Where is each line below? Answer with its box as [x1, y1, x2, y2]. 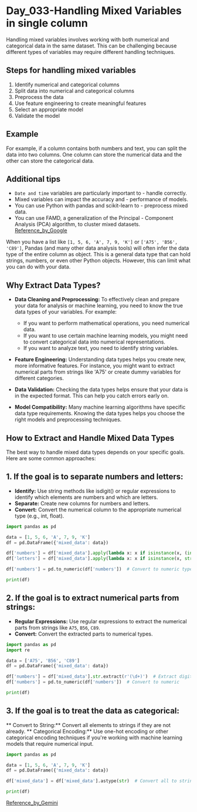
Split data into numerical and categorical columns [14, 87, 135, 94]
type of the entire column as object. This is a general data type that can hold [6, 251, 191, 258]
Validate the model [14, 112, 60, 119]
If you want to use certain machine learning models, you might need [23, 332, 188, 339]
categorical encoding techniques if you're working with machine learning [6, 734, 183, 741]
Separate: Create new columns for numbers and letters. [14, 500, 151, 507]
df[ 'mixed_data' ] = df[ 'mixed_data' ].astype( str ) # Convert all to [6, 778, 177, 784]
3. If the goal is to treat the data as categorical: [6, 706, 180, 716]
